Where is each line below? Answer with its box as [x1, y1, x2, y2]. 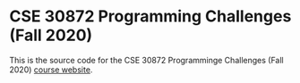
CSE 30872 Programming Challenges [9, 6, 292, 27]
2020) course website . [9, 64, 93, 75]
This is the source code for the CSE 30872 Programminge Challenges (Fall [9, 54, 284, 65]
